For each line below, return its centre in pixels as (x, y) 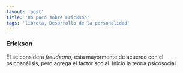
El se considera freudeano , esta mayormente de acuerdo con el (85, 57)
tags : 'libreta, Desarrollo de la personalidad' (68, 23)
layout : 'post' (25, 12)
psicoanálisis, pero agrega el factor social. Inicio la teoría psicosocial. (92, 63)
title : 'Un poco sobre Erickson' (48, 17)
